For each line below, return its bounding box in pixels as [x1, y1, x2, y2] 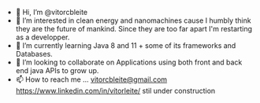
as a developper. [15, 32, 70, 42]
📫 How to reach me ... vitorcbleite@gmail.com [15, 75, 168, 84]
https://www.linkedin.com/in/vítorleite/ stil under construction [15, 86, 216, 95]
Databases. [15, 50, 53, 58]
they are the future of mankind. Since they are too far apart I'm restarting [15, 24, 253, 33]
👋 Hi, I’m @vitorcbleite [15, 8, 88, 17]
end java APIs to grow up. [15, 66, 99, 75]
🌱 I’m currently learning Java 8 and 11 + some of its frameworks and [15, 41, 236, 50]
